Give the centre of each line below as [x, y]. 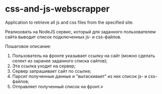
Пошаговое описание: [28, 46]
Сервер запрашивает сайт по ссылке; [52, 71]
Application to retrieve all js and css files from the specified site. [70, 22]
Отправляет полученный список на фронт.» [58, 86]
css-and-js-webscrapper [57, 9]
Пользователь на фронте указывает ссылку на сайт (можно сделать [83, 55]
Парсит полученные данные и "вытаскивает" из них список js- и [80, 76]
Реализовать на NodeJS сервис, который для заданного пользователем [81, 31]
